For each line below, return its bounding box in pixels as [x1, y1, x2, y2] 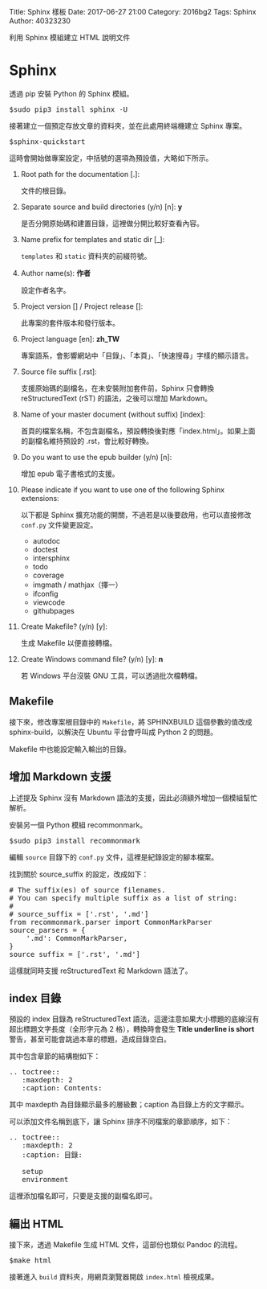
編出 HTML [9, 1217, 64, 1230]
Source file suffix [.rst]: [20, 367, 97, 376]
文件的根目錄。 [20, 186, 71, 195]
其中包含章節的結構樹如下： [9, 1052, 101, 1061]
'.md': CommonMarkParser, [26, 934, 128, 942]
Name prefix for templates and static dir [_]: [20, 234, 165, 244]
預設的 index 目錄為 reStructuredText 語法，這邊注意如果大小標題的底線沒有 [9, 1014, 260, 1024]
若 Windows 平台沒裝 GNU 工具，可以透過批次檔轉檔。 [20, 671, 202, 680]
